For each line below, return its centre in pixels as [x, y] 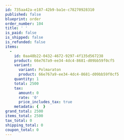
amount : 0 [28, 93]
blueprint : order [23, 19]
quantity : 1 [26, 79]
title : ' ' [16, 28]
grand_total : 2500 [24, 111]
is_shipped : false [24, 38]
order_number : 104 [24, 24]
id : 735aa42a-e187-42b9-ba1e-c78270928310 [50, 10]
